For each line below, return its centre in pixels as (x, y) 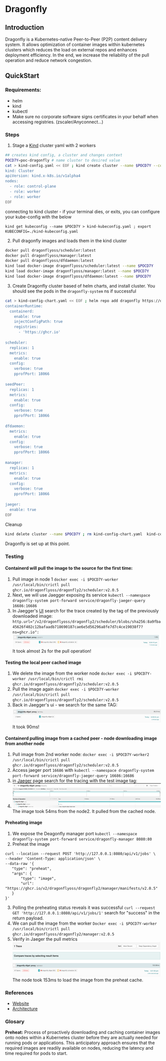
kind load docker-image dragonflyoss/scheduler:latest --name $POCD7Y (79, 266)
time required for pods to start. (36, 1054)
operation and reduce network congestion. (49, 60)
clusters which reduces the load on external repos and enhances (71, 50)
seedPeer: (15, 384)
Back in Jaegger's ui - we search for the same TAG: (65, 705)
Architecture (25, 1009)
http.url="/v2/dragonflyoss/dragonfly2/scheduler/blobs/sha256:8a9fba (86, 622)
